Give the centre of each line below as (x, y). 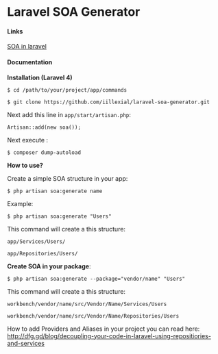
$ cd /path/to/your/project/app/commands (67, 90)
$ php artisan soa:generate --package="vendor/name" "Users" (96, 279)
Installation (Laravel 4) (40, 77)
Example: (20, 203)
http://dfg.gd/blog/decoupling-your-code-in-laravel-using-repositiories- (109, 336)
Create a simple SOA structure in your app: (68, 178)
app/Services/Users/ (37, 241)
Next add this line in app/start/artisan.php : (69, 114)
